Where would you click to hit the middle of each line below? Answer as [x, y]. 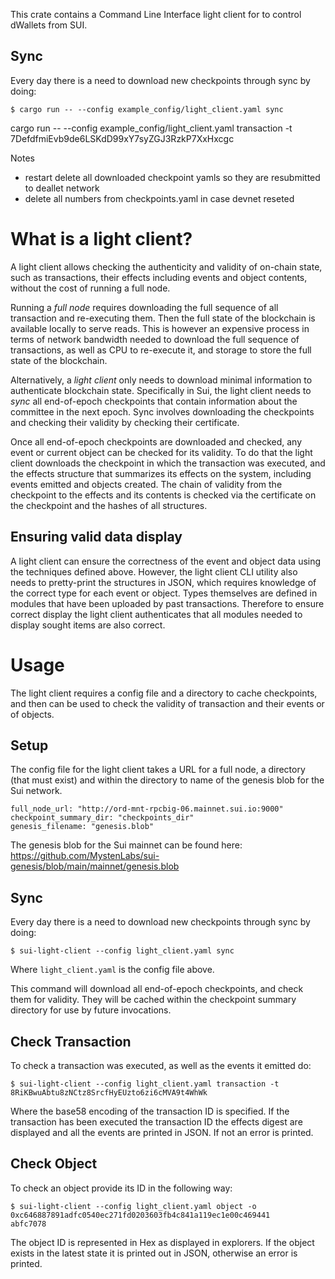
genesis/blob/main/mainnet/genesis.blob [95, 866]
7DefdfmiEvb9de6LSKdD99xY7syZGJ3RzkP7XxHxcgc [122, 138]
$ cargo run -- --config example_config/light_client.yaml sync [147, 109]
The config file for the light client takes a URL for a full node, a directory [158, 770]
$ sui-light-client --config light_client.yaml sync [122, 951]
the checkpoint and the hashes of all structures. [109, 505]
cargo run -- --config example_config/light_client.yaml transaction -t [151, 128]
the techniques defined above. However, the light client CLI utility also [154, 571]
